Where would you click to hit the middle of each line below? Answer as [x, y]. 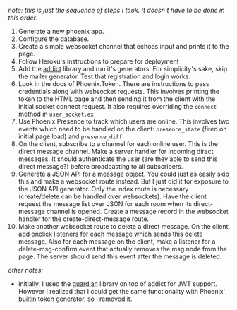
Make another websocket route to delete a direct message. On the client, [124, 226]
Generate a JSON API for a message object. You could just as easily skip [124, 174]
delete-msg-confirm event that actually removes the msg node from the [123, 249]
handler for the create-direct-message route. [84, 219]
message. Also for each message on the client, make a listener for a [117, 242]
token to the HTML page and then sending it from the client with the [117, 99]
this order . [23, 18]
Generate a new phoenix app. [61, 31]
